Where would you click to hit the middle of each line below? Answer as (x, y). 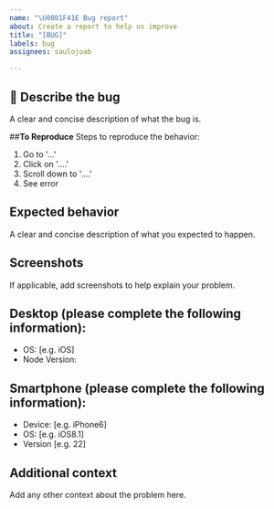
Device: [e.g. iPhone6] (65, 425)
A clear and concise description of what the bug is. (105, 119)
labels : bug (32, 43)
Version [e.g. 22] (54, 444)
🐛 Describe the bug (65, 97)
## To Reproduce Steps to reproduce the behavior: (105, 136)
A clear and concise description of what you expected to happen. (132, 234)
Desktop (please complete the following (126, 313)
